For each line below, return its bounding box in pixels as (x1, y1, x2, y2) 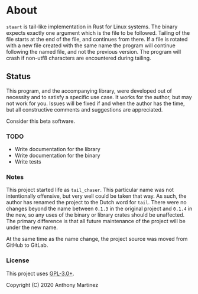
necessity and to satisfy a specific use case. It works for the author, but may (6, 93, 192, 100)
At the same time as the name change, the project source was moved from (6, 236, 188, 243)
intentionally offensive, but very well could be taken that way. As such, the (6, 192, 187, 200)
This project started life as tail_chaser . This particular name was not (6, 187, 174, 194)
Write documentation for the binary (14, 152, 100, 159)
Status (6, 71, 31, 81)
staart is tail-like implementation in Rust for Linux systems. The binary (6, 23, 178, 30)
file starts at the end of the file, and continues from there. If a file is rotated (6, 35, 188, 43)
